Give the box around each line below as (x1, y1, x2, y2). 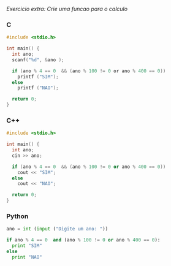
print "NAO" (12, 254, 43, 260)
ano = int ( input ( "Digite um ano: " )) (6, 226, 108, 232)
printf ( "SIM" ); (17, 74, 59, 80)
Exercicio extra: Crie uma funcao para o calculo (6, 6, 127, 12)
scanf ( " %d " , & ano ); (12, 56, 64, 63)
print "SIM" (12, 243, 43, 249)
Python (6, 212, 29, 221)
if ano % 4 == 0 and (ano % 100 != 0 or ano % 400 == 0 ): (6, 237, 161, 243)
